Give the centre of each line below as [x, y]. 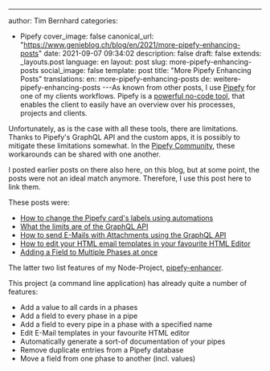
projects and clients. [53, 113]
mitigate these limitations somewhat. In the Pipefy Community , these [122, 146]
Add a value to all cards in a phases [79, 307]
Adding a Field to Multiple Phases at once [89, 252]
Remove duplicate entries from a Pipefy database [102, 350]
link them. [25, 187]
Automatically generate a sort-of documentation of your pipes [123, 341]
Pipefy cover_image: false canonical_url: [87, 36]
